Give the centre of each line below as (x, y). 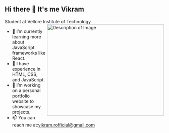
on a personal (26, 90)
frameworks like (29, 53)
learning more (26, 36)
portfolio (21, 96)
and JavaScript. (28, 79)
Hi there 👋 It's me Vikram (44, 9)
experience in (26, 69)
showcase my (26, 106)
